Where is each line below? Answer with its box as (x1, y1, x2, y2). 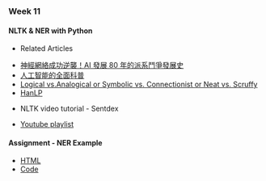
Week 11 (8, 6, 41, 17)
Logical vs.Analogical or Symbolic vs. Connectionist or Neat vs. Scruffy (19, 79, 258, 90)
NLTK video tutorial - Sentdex (19, 103, 119, 114)
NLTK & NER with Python (8, 26, 93, 36)
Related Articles (19, 44, 74, 53)
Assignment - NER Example (8, 137, 103, 147)
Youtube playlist (19, 120, 74, 129)
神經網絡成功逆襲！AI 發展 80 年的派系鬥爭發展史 (19, 61, 184, 70)
